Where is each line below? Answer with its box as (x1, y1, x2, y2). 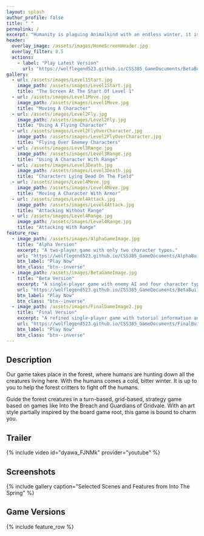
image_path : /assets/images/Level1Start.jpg (17, 83, 132, 89)
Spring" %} (6, 489, 35, 496)
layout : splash (6, 9, 45, 15)
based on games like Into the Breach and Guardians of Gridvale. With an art (6, 402, 195, 409)
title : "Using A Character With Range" (17, 156, 118, 162)
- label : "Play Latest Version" (17, 60, 99, 66)
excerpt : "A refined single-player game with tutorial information (17, 315, 191, 321)
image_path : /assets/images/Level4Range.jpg (17, 219, 132, 225)
